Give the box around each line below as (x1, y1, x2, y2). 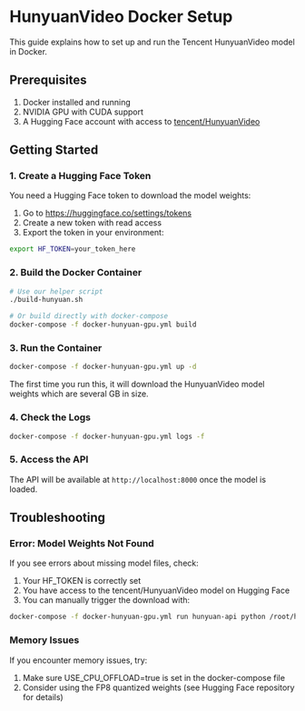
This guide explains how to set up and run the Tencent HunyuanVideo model (9, 36, 295, 47)
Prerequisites (9, 73, 87, 88)
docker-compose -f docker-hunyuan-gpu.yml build (9, 320, 197, 329)
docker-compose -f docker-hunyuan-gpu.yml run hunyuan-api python (9, 612, 266, 622)
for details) (22, 691, 64, 702)
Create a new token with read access (22, 217, 162, 228)
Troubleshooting (9, 510, 106, 526)
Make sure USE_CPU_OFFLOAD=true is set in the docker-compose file (22, 672, 286, 683)
